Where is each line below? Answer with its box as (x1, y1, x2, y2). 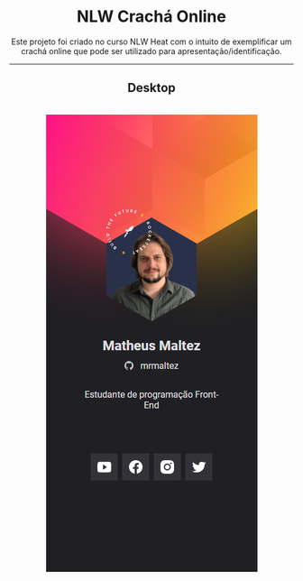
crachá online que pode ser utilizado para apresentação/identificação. (21, 45, 282, 56)
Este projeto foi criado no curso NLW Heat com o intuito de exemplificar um (11, 36, 292, 47)
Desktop (127, 80, 176, 96)
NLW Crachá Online (76, 6, 227, 27)
